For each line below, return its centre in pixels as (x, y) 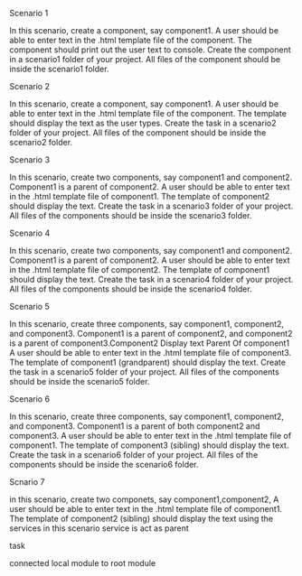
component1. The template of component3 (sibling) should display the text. (149, 445)
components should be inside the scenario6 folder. (104, 465)
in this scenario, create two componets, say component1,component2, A (144, 499)
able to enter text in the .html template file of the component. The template (148, 113)
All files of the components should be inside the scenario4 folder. (131, 289)
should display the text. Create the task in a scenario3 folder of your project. (151, 206)
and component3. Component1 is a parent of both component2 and (135, 426)
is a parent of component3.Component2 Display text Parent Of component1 (150, 343)
